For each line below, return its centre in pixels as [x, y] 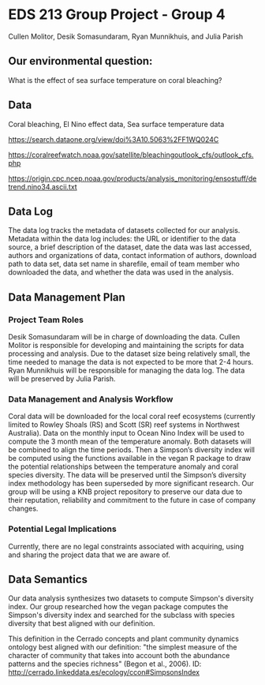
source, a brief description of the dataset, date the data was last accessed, [130, 247]
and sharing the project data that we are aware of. [90, 555]
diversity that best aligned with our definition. [82, 623]
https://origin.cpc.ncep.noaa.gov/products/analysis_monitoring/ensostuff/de [132, 178]
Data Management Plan [67, 297]
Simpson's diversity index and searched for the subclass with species [121, 615]
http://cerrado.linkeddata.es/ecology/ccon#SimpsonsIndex [104, 672]
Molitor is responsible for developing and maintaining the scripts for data [126, 346]
